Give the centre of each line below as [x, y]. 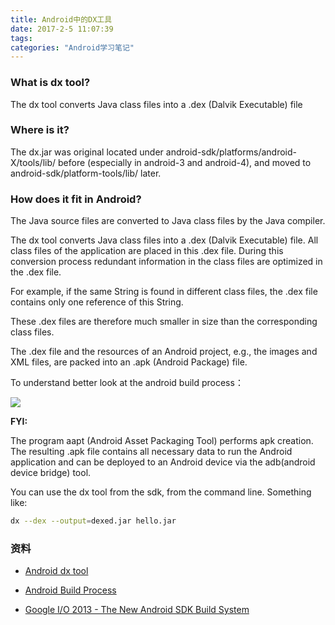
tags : [21, 38]
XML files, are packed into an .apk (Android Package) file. [129, 362]
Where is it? [40, 130]
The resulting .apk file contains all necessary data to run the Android [151, 452]
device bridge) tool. [51, 473]
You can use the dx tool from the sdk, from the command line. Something [161, 492]
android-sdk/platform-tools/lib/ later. [86, 173]
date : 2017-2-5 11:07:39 [62, 29]
